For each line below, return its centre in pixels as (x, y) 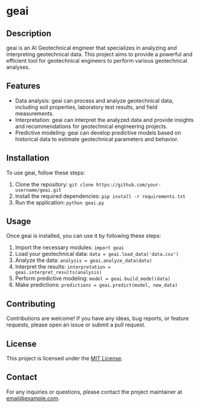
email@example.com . (33, 398)
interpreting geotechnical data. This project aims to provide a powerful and (99, 54)
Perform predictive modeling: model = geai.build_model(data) (93, 278)
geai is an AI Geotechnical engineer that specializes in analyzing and (92, 48)
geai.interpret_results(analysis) (58, 273)
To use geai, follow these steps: (46, 173)
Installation (28, 158)
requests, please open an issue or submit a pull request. (76, 325)
